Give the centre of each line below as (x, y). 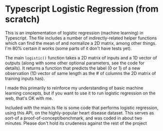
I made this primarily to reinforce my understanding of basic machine (74, 88)
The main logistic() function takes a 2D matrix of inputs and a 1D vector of (81, 57)
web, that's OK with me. (29, 98)
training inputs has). (25, 78)
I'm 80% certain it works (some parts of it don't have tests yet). (69, 48)
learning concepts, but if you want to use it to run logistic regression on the (80, 93)
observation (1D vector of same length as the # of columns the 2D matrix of (81, 73)
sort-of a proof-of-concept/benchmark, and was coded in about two (74, 118)
